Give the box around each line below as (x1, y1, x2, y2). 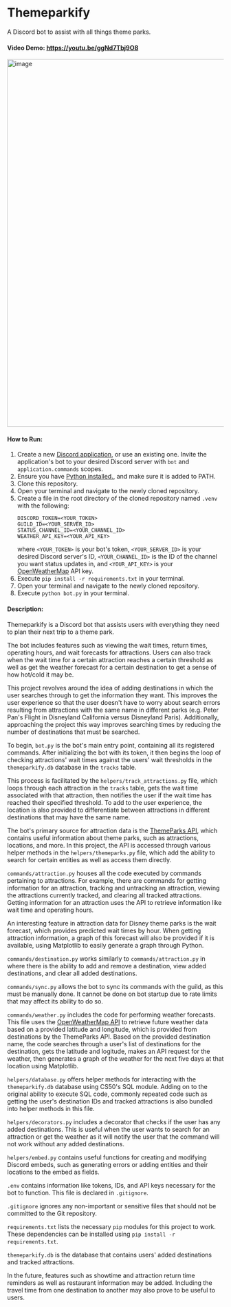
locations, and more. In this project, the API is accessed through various (7, 841, 211, 849)
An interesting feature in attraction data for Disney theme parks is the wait (7, 919, 217, 927)
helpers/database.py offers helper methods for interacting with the (7, 1075, 197, 1084)
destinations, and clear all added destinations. (7, 969, 137, 977)
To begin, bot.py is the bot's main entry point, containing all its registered (7, 741, 214, 749)
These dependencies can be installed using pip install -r (7, 1230, 175, 1238)
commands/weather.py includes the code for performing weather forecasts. (7, 1010, 216, 1019)
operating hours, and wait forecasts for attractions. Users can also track (7, 648, 211, 657)
